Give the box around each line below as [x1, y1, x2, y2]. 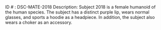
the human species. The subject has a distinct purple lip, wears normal [5, 9, 150, 15]
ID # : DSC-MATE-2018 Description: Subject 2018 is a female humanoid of [5, 4, 156, 10]
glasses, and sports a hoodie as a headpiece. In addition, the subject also [5, 15, 155, 20]
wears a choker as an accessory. [5, 19, 73, 25]
